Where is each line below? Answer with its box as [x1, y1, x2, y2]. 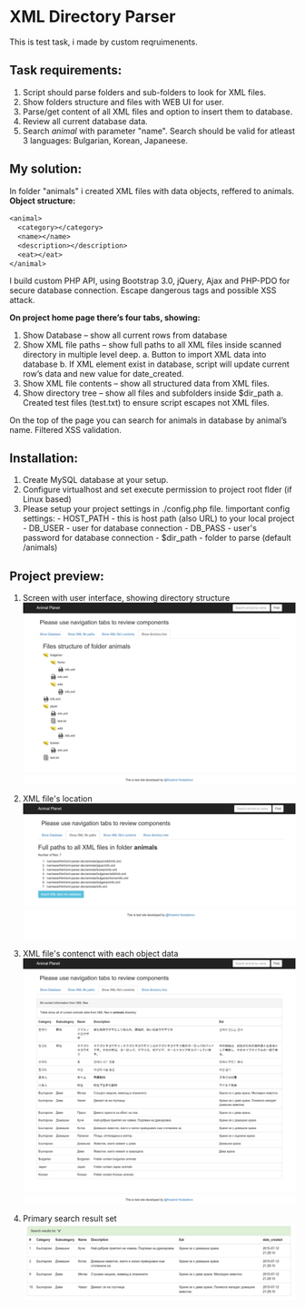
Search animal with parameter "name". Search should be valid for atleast [22, 125, 296, 136]
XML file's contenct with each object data [22, 948, 179, 958]
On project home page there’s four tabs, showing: [9, 311, 201, 323]
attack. [9, 294, 35, 305]
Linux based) [22, 494, 73, 505]
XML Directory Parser [9, 6, 176, 27]
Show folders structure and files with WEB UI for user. [22, 96, 224, 107]
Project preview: [9, 568, 104, 584]
